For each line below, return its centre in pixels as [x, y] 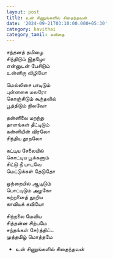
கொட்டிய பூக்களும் [28, 158]
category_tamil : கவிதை [35, 35]
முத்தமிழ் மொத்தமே [30, 237]
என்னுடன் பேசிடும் [28, 66]
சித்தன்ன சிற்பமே [27, 223]
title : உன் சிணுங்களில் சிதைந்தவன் [47, 18]
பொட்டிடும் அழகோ [29, 191]
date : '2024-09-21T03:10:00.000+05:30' [57, 23]
